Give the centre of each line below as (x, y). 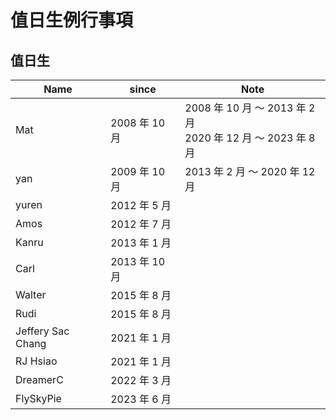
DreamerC (39, 379)
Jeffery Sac (42, 331)
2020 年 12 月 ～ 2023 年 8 (250, 138)
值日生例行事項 (72, 20)
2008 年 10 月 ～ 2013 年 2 (250, 108)
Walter (31, 294)
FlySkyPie (38, 398)
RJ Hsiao (36, 361)
